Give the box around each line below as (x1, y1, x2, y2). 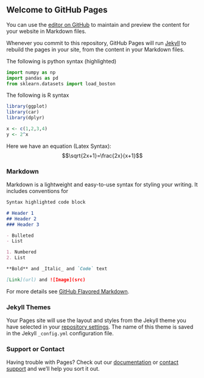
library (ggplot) (6, 103, 47, 110)
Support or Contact (6, 345, 65, 354)
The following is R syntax (6, 91, 69, 99)
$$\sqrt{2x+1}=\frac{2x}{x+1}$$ (62, 152, 143, 159)
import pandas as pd (6, 75, 59, 81)
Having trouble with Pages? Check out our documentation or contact (6, 359, 178, 366)
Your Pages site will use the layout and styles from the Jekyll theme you (6, 317, 187, 324)
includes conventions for (6, 187, 69, 195)
